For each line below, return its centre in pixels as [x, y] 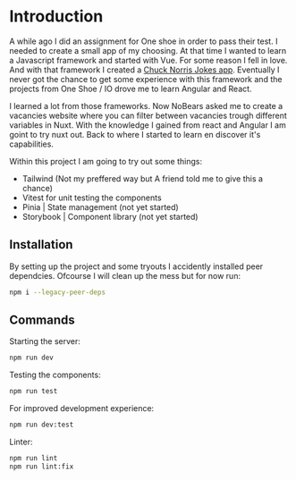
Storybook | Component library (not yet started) [110, 216]
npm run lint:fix [42, 467]
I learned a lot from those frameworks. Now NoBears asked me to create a [146, 105]
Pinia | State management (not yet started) [100, 206]
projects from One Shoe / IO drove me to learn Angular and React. [131, 88]
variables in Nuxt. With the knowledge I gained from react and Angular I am [148, 125]
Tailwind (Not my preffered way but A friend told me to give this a [143, 178]
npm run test [34, 392]
